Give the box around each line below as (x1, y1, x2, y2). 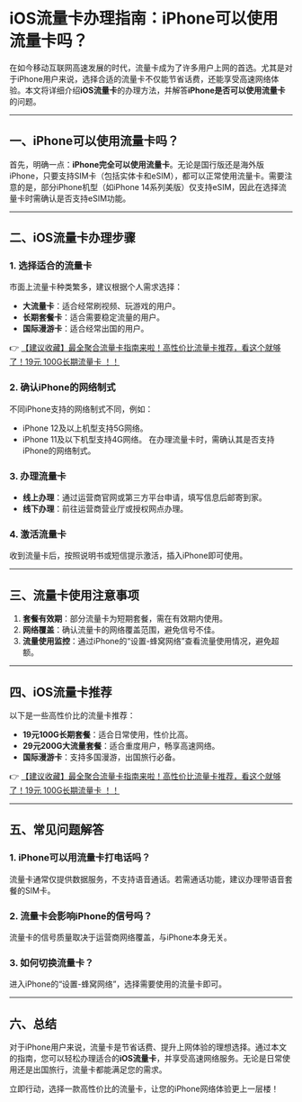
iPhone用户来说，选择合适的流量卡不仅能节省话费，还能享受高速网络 (16, 73, 271, 84)
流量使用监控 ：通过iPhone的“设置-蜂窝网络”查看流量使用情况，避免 (22, 636, 272, 647)
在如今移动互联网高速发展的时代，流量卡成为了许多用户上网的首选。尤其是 (9, 62, 285, 73)
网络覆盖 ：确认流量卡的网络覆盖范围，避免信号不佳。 (22, 624, 220, 635)
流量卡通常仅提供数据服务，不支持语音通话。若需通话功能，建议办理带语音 (9, 873, 285, 884)
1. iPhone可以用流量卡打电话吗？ (9, 852, 151, 864)
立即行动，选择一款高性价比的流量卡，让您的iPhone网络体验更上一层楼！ (9, 1083, 280, 1095)
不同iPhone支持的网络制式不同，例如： (9, 403, 154, 414)
